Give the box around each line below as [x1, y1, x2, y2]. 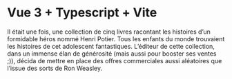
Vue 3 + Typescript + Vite [7, 5, 157, 21]
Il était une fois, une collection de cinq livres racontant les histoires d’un [7, 27, 211, 36]
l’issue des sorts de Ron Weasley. [7, 64, 102, 72]
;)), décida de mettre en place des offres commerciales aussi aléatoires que [7, 56, 222, 65]
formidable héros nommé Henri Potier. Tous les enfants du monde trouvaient [7, 34, 225, 43]
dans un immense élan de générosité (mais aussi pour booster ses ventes [7, 49, 217, 58]
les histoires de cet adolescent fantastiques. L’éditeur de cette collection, [7, 42, 215, 50]
